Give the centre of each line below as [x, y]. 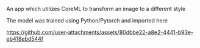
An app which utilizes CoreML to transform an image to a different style [96, 9]
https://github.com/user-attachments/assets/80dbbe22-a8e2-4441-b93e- [100, 32]
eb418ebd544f [25, 39]
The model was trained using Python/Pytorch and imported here [87, 20]
